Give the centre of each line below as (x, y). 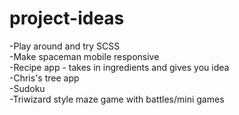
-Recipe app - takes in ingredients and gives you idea (119, 67)
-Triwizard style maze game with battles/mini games (117, 99)
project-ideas (67, 18)
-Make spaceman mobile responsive (84, 56)
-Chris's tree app (44, 78)
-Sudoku (27, 88)
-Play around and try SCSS (65, 46)
